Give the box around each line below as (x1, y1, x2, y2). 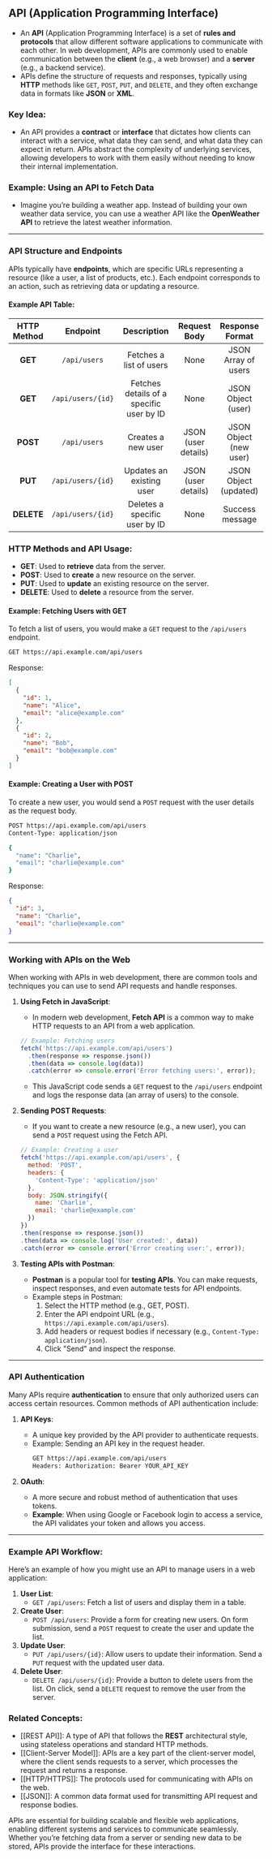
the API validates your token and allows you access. (32, 1518, 206, 1528)
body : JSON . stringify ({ (28, 1191, 108, 1200)
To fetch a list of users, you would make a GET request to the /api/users (8, 624, 247, 634)
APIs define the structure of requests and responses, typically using (19, 71, 248, 80)
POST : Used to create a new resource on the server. (19, 570, 196, 580)
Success (223, 503, 257, 515)
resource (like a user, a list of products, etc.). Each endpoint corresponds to (8, 272, 261, 283)
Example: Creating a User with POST (8, 779, 134, 789)
